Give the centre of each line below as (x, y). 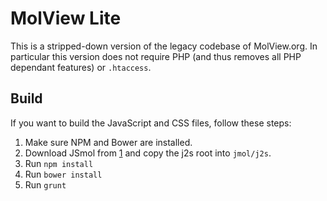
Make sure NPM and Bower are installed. (108, 142)
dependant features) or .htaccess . (81, 67)
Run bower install (63, 174)
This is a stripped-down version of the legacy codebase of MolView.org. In (164, 46)
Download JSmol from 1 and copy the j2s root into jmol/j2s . (148, 153)
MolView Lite (66, 18)
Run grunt (45, 184)
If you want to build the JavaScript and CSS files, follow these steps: (151, 123)
